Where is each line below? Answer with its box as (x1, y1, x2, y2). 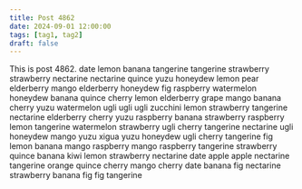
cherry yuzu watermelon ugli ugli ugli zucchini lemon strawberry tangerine (9, 102, 288, 114)
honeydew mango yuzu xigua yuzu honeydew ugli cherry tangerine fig (9, 131, 274, 142)
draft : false (9, 38, 59, 48)
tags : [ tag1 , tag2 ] (9, 30, 83, 39)
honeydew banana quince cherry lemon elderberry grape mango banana (9, 93, 282, 104)
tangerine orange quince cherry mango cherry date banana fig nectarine (9, 160, 281, 171)
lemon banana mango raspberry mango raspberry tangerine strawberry (9, 141, 278, 152)
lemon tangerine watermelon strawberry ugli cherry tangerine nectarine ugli (9, 122, 294, 133)
